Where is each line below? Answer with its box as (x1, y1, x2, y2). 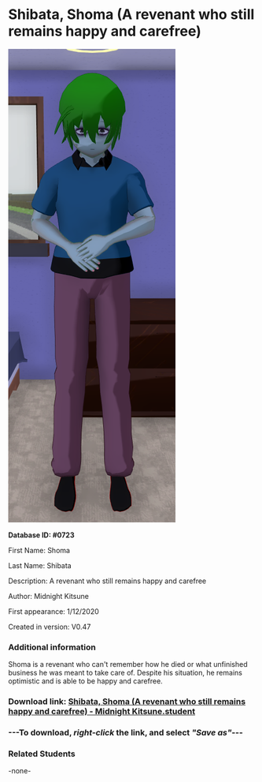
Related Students (8, 748, 76, 759)
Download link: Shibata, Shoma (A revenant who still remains (8, 696, 246, 707)
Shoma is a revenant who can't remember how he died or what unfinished (8, 660, 248, 669)
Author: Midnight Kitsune (8, 591, 89, 601)
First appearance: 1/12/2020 (8, 606, 100, 616)
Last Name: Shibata (8, 560, 72, 570)
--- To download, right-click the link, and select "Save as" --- (8, 728, 244, 739)
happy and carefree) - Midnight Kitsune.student (8, 706, 196, 717)
